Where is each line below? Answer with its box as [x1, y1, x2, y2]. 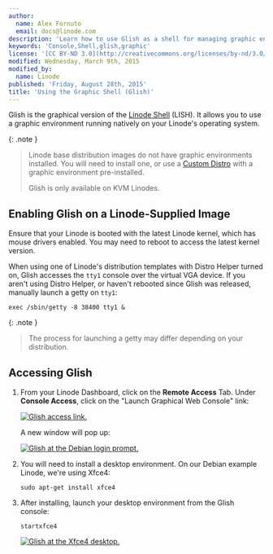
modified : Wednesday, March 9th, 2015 [8, 58, 140, 66]
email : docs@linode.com [15, 27, 96, 35]
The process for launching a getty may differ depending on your [28, 333, 244, 343]
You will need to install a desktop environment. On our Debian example [19, 459, 258, 468]
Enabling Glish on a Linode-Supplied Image [8, 207, 231, 221]
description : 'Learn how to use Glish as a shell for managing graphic [8, 34, 256, 43]
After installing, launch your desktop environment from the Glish [19, 498, 235, 508]
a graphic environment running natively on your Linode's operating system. [8, 119, 260, 129]
